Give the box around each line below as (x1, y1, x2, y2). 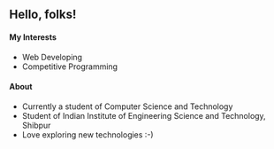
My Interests (9, 31, 57, 43)
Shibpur (21, 120, 51, 130)
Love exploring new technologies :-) (21, 129, 154, 140)
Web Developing (21, 51, 82, 62)
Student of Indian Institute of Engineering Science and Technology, (21, 110, 267, 121)
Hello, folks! (9, 7, 77, 22)
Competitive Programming (21, 61, 118, 72)
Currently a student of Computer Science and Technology (21, 101, 233, 112)
